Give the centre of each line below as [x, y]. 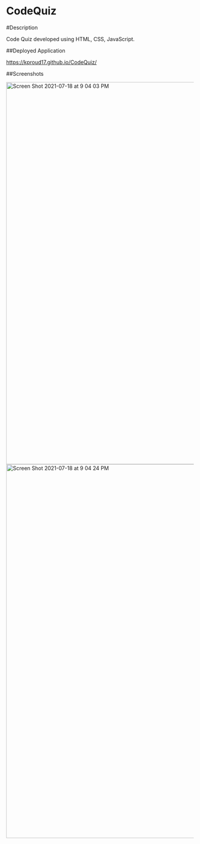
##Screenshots [25, 73]
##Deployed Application [36, 50]
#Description [22, 27]
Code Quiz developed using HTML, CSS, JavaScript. [71, 39]
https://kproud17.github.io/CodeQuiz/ [51, 62]
